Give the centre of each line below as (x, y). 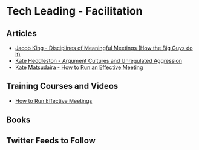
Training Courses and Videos (62, 86)
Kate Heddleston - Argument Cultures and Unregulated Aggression (99, 61)
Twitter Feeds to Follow (51, 140)
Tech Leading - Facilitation (75, 11)
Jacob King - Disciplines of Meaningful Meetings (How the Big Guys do (104, 48)
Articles (22, 34)
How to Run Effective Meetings (54, 100)
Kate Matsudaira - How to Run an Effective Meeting (79, 67)
